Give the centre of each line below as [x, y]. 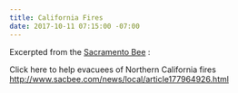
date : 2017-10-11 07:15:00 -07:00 [75, 26]
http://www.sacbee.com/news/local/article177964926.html [119, 79]
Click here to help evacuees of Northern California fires [113, 70]
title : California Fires [56, 18]
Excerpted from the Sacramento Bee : [80, 51]
